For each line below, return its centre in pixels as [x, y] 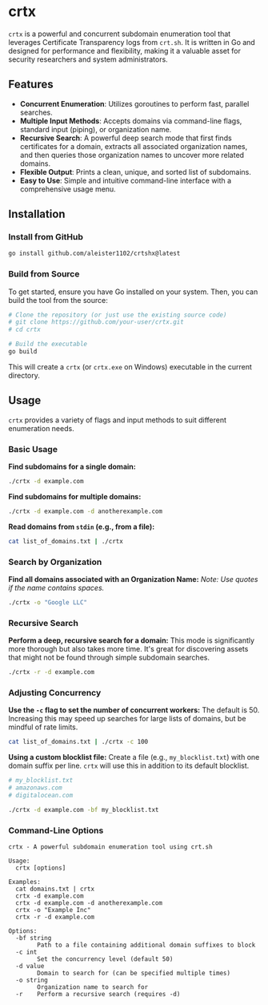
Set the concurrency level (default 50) [105, 959]
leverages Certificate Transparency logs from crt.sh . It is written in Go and [132, 42]
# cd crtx [25, 330]
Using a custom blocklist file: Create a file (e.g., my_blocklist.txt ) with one [134, 757]
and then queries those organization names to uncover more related [132, 155]
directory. [24, 375]
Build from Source [44, 274]
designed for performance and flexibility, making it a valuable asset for [125, 50]
